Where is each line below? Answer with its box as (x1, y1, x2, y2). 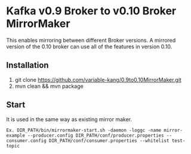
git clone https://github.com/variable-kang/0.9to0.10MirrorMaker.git (14, 76, 182, 83)
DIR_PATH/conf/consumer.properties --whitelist (48, 137, 170, 144)
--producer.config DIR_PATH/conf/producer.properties (27, 133, 164, 138)
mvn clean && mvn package (14, 82, 84, 90)
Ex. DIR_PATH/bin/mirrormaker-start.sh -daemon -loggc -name (6, 127, 162, 133)
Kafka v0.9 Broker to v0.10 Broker (6, 4, 177, 18)
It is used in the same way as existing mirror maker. (6, 115, 133, 123)
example (6, 133, 26, 138)
